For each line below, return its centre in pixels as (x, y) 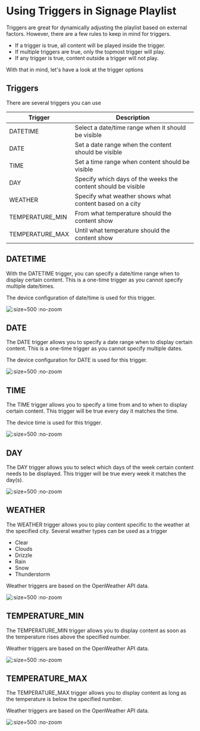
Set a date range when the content (123, 144)
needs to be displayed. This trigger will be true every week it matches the (96, 473)
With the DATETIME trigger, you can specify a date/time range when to (93, 273)
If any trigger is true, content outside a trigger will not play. (87, 58)
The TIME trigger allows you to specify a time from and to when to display (97, 405)
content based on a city (108, 203)
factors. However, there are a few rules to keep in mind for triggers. (89, 33)
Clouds (24, 549)
